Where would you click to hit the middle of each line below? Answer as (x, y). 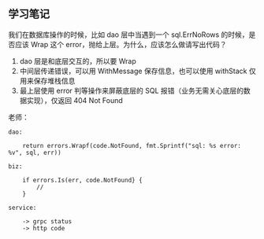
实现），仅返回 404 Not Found (75, 100)
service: (22, 208)
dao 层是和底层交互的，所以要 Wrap (78, 61)
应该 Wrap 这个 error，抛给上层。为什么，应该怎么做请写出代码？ (121, 44)
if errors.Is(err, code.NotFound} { (83, 180)
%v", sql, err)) (35, 153)
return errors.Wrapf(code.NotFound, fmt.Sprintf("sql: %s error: (132, 145)
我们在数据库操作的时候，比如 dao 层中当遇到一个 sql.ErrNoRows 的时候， (129, 35)
